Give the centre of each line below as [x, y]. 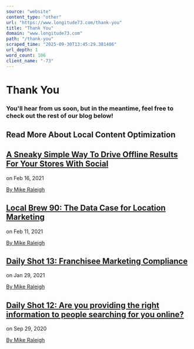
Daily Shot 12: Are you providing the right [83, 305]
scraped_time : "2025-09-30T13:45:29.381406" [61, 45]
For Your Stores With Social [57, 164]
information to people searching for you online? [95, 315]
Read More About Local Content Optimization [91, 135]
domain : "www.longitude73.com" [44, 34]
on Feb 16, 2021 [25, 178]
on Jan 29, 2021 [26, 275]
